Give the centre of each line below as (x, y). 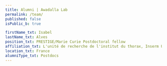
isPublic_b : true (23, 24)
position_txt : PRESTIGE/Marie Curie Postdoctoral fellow (65, 42)
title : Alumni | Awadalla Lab (37, 10)
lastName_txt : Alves (27, 37)
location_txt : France (28, 51)
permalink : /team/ (24, 14)
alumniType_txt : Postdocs (32, 56)
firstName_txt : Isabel (29, 33)
